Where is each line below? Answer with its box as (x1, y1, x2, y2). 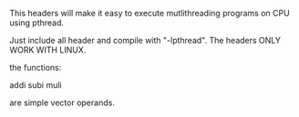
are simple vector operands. (9, 97, 116, 108)
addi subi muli (9, 80, 62, 90)
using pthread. (9, 17, 65, 28)
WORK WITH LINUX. (9, 44, 87, 55)
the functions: (9, 63, 62, 73)
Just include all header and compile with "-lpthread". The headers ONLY (9, 35, 281, 45)
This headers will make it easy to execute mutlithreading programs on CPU (9, 8, 290, 18)
